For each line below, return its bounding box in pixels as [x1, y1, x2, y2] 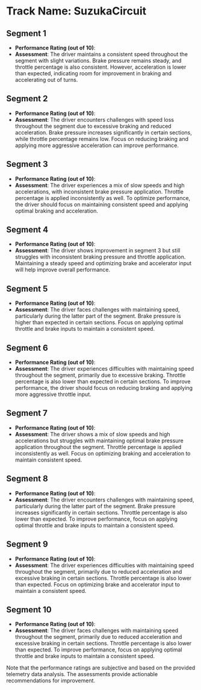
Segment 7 [6, 408, 48, 418]
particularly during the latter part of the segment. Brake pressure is [14, 312, 182, 320]
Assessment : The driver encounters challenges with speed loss [14, 116, 175, 123]
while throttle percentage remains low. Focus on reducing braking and [14, 135, 188, 142]
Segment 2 [6, 93, 48, 104]
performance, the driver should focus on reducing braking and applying [14, 384, 193, 392]
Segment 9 [6, 539, 48, 550]
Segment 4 [6, 225, 49, 235]
